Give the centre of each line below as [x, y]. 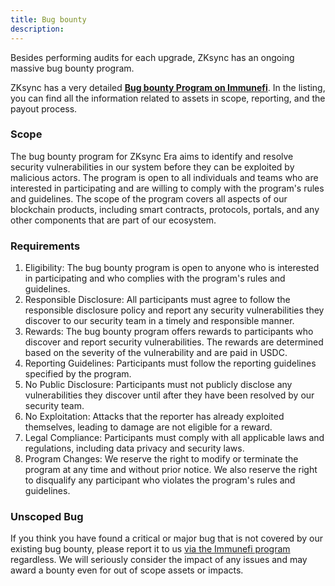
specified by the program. [78, 374]
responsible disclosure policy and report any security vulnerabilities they [174, 310]
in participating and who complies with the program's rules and [155, 278]
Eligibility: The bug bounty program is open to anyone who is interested [172, 268]
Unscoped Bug [47, 517]
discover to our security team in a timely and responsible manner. [159, 321]
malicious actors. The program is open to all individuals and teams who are [164, 177]
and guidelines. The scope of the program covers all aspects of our [149, 198]
